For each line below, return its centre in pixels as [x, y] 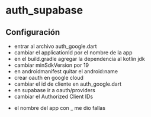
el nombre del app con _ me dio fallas [60, 108]
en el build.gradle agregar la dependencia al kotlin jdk [80, 59]
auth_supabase [44, 10]
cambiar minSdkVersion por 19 [52, 65]
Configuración [33, 32]
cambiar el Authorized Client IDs [53, 96]
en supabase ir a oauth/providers [54, 90]
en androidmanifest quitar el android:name [66, 71]
